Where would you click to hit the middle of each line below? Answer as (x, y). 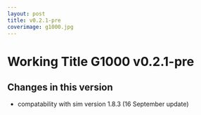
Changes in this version (60, 87)
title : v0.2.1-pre (34, 20)
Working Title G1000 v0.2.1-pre (101, 61)
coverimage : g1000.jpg (40, 27)
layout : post (26, 14)
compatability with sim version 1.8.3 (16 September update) (103, 104)
